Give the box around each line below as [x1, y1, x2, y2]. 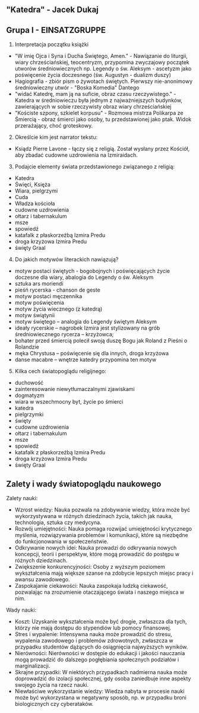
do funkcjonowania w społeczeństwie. [14, 538, 109, 545]
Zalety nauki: [6, 495, 38, 502]
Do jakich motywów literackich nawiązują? [14, 256, 119, 263]
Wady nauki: [6, 606, 37, 613]
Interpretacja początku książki [14, 41, 89, 48]
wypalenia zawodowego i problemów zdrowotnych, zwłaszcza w [14, 637, 173, 644]
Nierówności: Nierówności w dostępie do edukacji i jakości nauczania [14, 650, 185, 657]
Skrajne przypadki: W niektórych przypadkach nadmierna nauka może [14, 669, 187, 676]
